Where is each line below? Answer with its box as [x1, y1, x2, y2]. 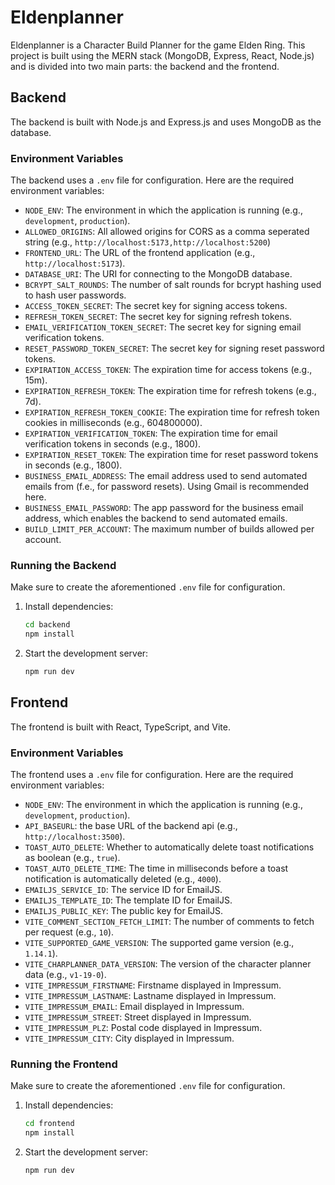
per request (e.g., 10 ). [24, 926, 115, 938]
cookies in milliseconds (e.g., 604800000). [24, 417, 203, 429]
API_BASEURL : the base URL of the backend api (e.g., [24, 820, 238, 832]
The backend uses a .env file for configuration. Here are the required [10, 174, 294, 186]
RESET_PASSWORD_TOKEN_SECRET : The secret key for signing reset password [24, 342, 325, 355]
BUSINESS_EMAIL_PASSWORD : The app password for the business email [24, 502, 304, 514]
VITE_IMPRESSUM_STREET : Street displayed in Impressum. [24, 1011, 252, 1023]
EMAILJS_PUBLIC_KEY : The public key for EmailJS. [24, 905, 223, 917]
